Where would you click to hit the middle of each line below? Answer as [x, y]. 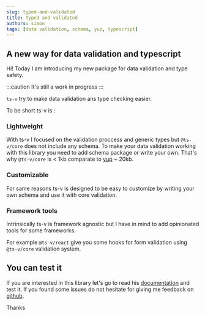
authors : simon [26, 23]
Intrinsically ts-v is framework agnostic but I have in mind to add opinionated [103, 224]
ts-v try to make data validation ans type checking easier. [79, 99]
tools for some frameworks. [41, 230]
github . [15, 296]
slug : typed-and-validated [41, 12]
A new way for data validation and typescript [94, 53]
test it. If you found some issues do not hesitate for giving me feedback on [100, 289]
